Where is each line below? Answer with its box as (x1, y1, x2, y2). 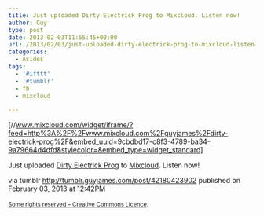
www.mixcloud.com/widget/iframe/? (15, 120, 134, 130)
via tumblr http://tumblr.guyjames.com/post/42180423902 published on (8, 176, 241, 185)
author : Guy (8, 19, 47, 27)
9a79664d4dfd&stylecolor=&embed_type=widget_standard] (8, 145, 203, 155)
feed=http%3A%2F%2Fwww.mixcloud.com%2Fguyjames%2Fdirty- (8, 129, 229, 138)
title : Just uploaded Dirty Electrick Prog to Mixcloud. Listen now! (8, 11, 241, 20)
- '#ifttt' (15, 70, 51, 78)
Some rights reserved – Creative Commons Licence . (8, 200, 149, 209)
